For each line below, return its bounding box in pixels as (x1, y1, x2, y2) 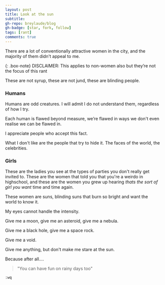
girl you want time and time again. (5, 184, 74, 190)
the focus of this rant (5, 68, 48, 74)
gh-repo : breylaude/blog (5, 21, 56, 26)
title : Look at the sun (5, 12, 54, 17)
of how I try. (5, 106, 29, 112)
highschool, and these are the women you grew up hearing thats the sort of (5, 179, 158, 185)
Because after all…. (5, 256, 44, 262)
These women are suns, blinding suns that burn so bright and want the (5, 194, 148, 199)
